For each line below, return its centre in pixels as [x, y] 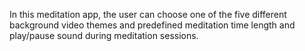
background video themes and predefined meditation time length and [152, 25]
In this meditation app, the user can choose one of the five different [148, 14]
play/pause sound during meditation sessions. [104, 35]
